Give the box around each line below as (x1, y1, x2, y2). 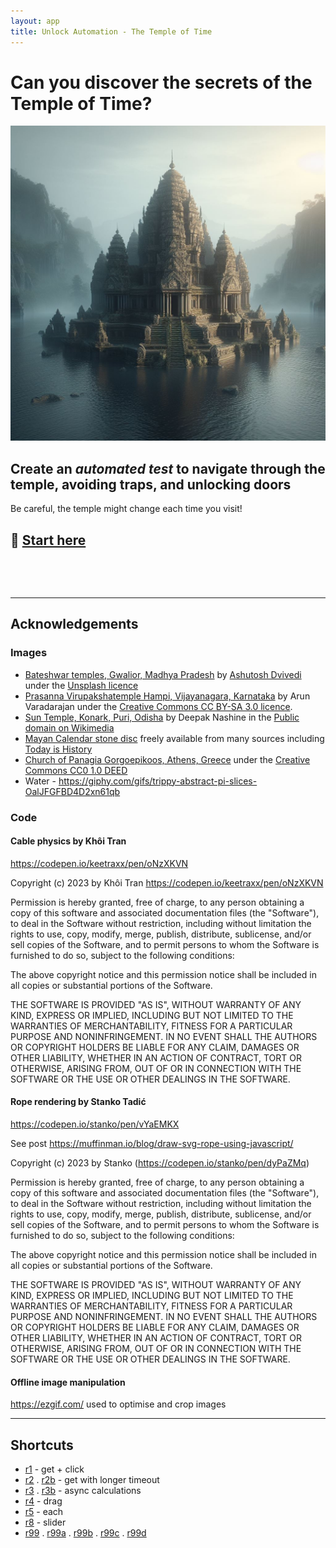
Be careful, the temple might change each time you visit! (10, 503, 243, 515)
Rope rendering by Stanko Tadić (10, 1096, 147, 1108)
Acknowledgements (10, 616, 139, 633)
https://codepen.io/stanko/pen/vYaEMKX (10, 1118, 180, 1130)
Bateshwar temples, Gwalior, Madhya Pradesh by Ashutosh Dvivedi (24, 668, 302, 680)
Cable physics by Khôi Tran (10, 835, 127, 847)
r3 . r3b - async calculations (24, 1485, 142, 1497)
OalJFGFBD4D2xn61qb (24, 785, 121, 797)
